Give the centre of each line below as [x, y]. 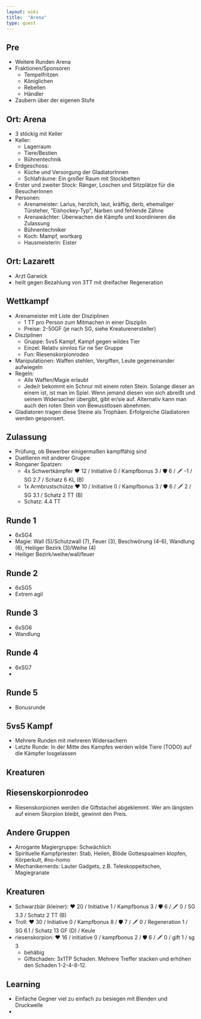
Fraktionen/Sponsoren [43, 68]
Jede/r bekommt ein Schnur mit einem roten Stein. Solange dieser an [109, 386]
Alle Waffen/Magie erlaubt [56, 379]
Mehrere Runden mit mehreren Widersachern [71, 741]
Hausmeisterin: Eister [50, 242]
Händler [34, 94]
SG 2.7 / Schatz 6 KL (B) [54, 480]
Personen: [28, 198]
